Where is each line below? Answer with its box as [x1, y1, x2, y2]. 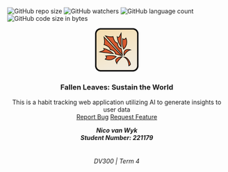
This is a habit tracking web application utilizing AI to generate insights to [12, 98, 222, 107]
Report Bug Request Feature [76, 113, 158, 121]
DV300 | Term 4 [93, 157, 140, 165]
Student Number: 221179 [80, 134, 154, 142]
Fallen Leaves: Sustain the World [60, 82, 174, 92]
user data [103, 105, 131, 114]
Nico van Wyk [96, 126, 138, 135]
